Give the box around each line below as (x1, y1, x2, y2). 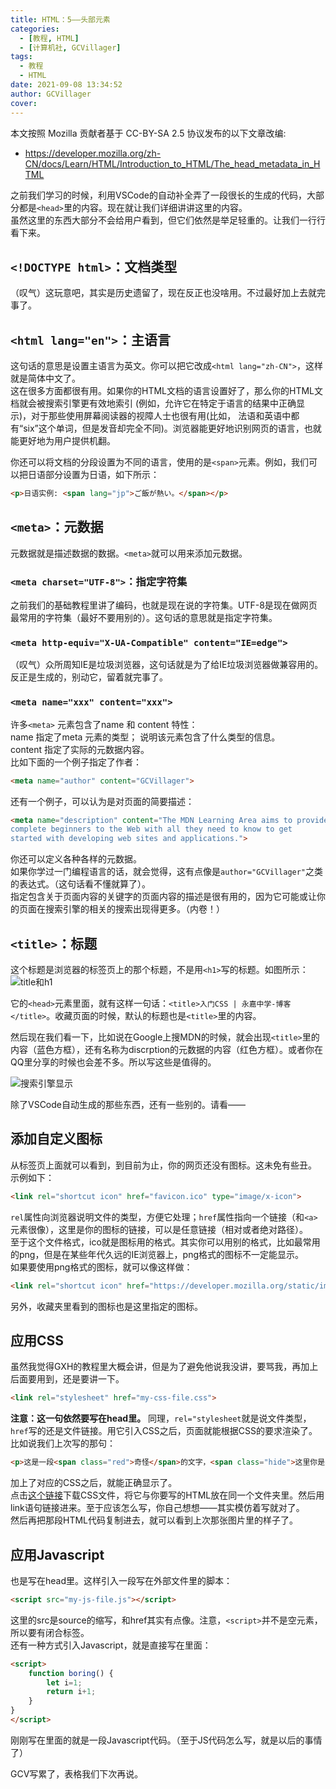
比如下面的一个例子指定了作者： (10, 756, 142, 768)
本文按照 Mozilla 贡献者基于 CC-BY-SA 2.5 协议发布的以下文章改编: (10, 127, 287, 139)
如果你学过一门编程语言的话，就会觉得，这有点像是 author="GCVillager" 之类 (10, 866, 324, 878)
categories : (10, 24, 60, 34)
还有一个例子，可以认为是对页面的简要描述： (10, 795, 195, 807)
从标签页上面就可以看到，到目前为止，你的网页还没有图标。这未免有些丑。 (10, 1159, 317, 1171)
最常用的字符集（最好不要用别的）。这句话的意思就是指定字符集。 (10, 612, 278, 624)
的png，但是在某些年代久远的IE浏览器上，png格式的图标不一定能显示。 (10, 1248, 305, 1260)
